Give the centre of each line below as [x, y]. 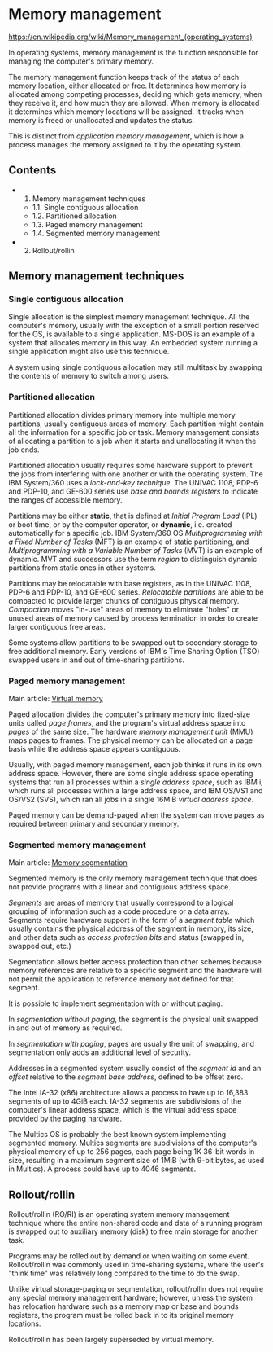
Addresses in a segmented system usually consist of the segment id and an [135, 1069]
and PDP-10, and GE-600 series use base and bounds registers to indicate [133, 491]
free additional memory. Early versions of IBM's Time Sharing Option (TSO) [134, 651]
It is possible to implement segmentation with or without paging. [116, 1003]
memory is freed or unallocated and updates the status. [102, 120]
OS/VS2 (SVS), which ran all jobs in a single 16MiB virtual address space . [131, 800]
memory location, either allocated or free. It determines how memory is [128, 86]
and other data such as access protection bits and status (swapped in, [126, 937]
